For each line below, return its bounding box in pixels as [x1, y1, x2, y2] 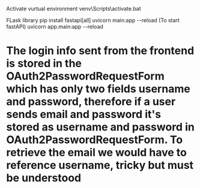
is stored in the [6, 57, 82, 71]
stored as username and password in [6, 120, 195, 134]
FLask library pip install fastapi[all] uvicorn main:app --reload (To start [6, 17, 180, 23]
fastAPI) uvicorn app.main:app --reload [6, 23, 104, 30]
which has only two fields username [6, 82, 190, 96]
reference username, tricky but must [6, 159, 194, 172]
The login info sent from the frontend [6, 44, 195, 57]
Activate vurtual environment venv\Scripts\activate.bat [6, 5, 141, 12]
